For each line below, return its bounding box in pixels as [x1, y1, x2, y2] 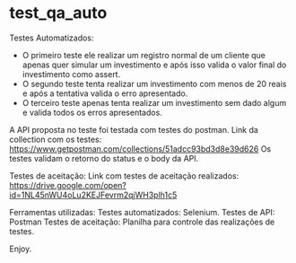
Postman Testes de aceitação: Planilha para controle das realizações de [9, 216, 275, 227]
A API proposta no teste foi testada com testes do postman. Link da [9, 124, 258, 135]
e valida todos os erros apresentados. [22, 107, 163, 118]
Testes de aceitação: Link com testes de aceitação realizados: [9, 170, 239, 181]
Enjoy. [9, 243, 32, 254]
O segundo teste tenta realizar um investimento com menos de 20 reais [22, 78, 287, 89]
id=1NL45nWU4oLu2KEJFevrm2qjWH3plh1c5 [9, 189, 178, 200]
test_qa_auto [9, 3, 108, 23]
